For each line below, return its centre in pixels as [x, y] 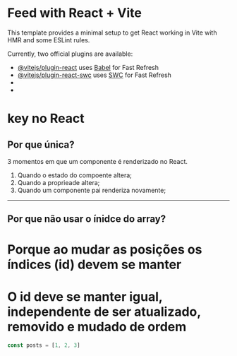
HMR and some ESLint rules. [49, 40]
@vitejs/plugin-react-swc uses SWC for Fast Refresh [94, 75]
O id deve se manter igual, [85, 296]
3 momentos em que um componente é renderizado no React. [98, 161]
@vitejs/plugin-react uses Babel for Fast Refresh [88, 67]
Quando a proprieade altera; [59, 182]
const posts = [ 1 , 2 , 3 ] [44, 345]
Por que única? [41, 144]
